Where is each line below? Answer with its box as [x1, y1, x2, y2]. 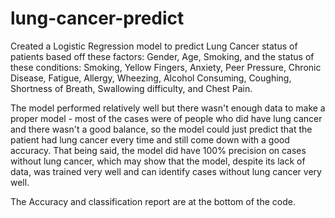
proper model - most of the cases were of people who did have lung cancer [10, 112, 323, 124]
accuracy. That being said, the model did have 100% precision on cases [10, 144, 307, 156]
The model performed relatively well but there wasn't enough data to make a [10, 102, 326, 114]
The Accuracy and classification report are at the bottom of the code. [10, 195, 296, 207]
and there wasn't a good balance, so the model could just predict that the [10, 123, 313, 135]
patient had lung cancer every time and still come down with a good [10, 133, 290, 146]
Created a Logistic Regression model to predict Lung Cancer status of [10, 40, 298, 52]
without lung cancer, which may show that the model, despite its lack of [10, 155, 306, 167]
